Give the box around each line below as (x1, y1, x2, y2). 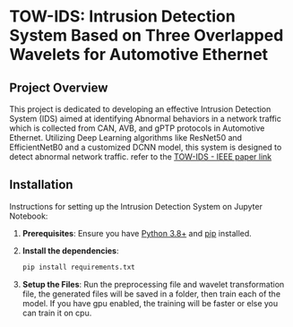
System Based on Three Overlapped (9, 25, 284, 46)
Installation (9, 177, 73, 193)
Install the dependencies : (22, 245, 119, 256)
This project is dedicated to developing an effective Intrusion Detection (9, 104, 271, 114)
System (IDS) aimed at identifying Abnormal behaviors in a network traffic (9, 114, 282, 124)
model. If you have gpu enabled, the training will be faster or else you (22, 297, 279, 308)
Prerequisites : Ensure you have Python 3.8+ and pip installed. (22, 228, 253, 238)
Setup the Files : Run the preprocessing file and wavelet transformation (22, 279, 285, 289)
